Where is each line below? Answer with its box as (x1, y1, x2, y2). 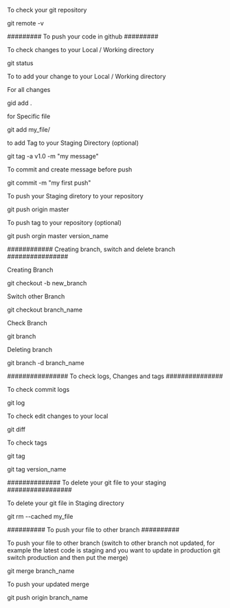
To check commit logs (7, 386, 70, 393)
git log (7, 399, 25, 407)
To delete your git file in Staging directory (7, 499, 125, 507)
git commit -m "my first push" (7, 178, 91, 187)
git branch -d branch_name (7, 359, 84, 366)
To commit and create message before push (7, 165, 133, 174)
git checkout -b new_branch (7, 279, 87, 287)
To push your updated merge (7, 580, 89, 588)
